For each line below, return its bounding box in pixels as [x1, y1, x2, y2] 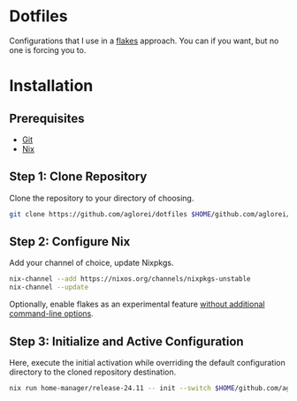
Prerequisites [9, 110, 85, 125]
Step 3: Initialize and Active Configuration [9, 334, 245, 349]
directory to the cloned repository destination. [9, 367, 177, 377]
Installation [9, 76, 94, 96]
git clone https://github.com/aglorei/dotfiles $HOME [9, 209, 212, 218]
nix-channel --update [9, 283, 89, 292]
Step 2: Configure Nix [9, 234, 131, 249]
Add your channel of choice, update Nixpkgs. [9, 258, 174, 269]
